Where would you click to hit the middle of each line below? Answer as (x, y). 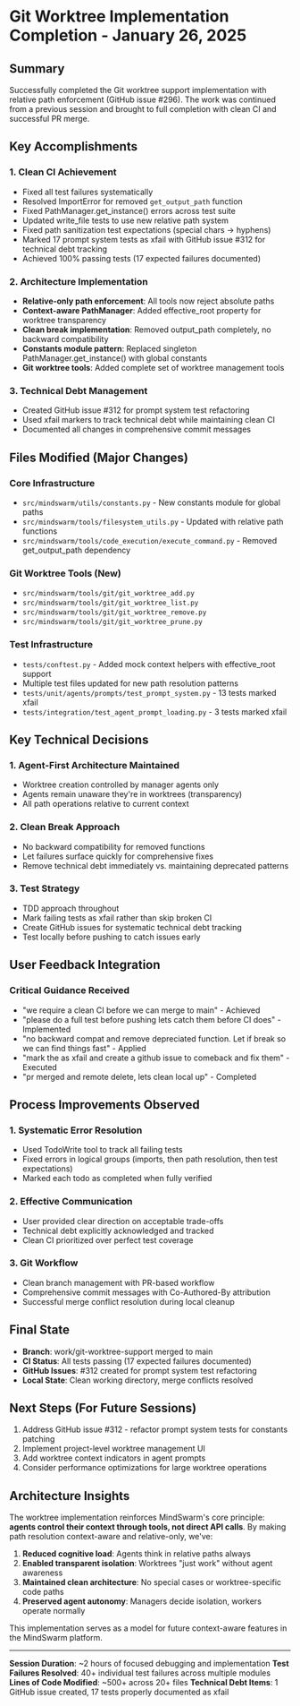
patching (38, 1439)
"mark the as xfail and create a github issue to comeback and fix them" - (156, 1058)
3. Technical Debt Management (79, 390)
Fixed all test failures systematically (87, 192)
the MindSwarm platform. (56, 1638)
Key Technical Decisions (79, 739)
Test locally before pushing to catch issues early (111, 937)
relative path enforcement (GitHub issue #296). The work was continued (143, 99)
